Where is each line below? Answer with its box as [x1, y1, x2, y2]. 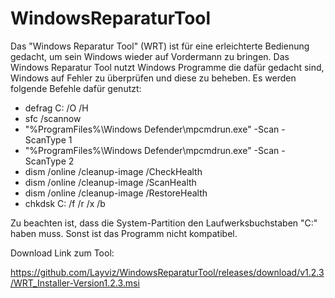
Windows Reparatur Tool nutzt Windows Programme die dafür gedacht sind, [10, 61, 325, 73]
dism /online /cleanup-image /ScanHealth [24, 176, 197, 188]
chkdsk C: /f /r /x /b [24, 197, 106, 209]
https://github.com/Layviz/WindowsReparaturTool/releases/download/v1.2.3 [10, 266, 325, 278]
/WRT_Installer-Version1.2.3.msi [10, 277, 140, 289]
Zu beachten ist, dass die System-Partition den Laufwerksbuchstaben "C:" [10, 217, 318, 229]
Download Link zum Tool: [10, 247, 115, 259]
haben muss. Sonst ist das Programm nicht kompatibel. [10, 227, 238, 239]
